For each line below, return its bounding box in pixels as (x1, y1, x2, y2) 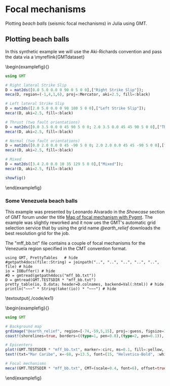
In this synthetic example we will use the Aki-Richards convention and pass (5, 48, 162, 54)
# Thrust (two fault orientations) (5, 120, 80, 125)
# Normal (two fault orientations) (5, 138, 80, 143)
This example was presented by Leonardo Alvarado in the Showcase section (5, 209, 165, 215)
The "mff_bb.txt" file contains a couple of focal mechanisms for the (5, 240, 146, 246)
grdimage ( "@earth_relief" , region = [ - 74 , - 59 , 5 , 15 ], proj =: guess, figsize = (5, 328, 164, 334)
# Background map (5, 324, 42, 329)
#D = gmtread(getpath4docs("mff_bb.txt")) (5, 273, 96, 278)
